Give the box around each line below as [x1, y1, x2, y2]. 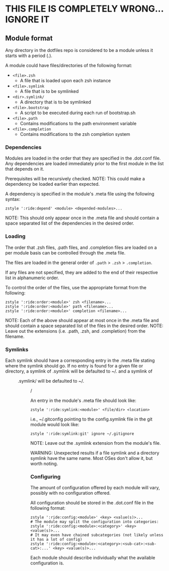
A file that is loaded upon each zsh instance [20, 78, 111, 83]
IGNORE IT [5, 14, 50, 25]
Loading [5, 233, 26, 240]
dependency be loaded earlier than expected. [5, 181, 100, 187]
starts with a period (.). [5, 53, 53, 59]
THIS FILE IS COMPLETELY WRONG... [5, 3, 164, 15]
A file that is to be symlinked [20, 88, 79, 94]
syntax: [5, 196, 21, 202]
